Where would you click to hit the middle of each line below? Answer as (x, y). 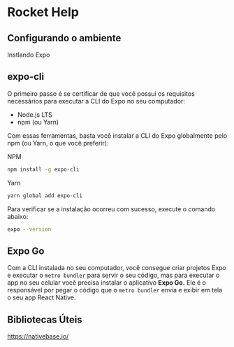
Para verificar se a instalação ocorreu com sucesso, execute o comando (111, 209)
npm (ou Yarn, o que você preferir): (58, 143)
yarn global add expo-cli (45, 196)
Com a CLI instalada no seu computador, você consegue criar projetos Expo (117, 268)
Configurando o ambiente (64, 38)
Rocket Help (43, 12)
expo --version (29, 229)
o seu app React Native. (42, 297)
